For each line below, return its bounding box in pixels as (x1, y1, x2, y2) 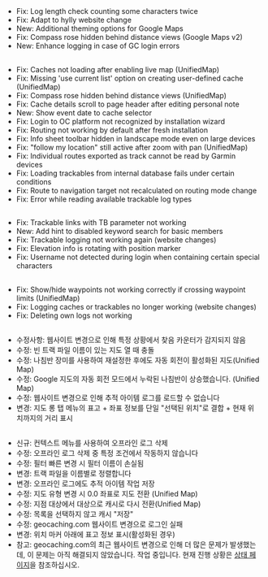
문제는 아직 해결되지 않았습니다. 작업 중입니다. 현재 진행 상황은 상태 (35, 550, 248, 560)
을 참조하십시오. (29, 560, 80, 570)
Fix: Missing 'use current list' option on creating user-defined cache (15, 73, 244, 83)
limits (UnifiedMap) (15, 293, 80, 303)
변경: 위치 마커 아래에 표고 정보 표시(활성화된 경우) (15, 530, 176, 540)
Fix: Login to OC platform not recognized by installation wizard (15, 116, 226, 126)
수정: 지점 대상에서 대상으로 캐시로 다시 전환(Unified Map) (15, 499, 201, 509)
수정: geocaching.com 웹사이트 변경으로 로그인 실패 (15, 519, 184, 529)
